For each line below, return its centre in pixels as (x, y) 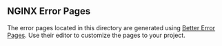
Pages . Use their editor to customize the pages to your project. (97, 35)
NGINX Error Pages (49, 11)
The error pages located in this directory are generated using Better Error (111, 27)
